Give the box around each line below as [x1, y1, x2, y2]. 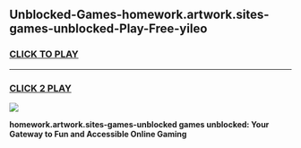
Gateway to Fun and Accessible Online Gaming [9, 128, 187, 139]
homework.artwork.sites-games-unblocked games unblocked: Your [9, 118, 270, 129]
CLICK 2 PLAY [9, 82, 72, 94]
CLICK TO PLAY [9, 48, 79, 61]
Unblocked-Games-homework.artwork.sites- [9, 7, 270, 22]
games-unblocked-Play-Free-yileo [9, 22, 208, 37]
